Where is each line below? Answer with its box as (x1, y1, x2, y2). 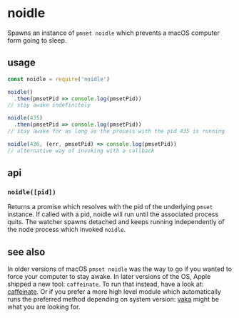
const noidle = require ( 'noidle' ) (7, 75, 111, 83)
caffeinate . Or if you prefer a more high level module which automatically (7, 287, 221, 296)
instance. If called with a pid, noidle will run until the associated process (7, 210, 219, 218)
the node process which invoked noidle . (7, 226, 126, 234)
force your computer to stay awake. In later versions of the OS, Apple (7, 272, 211, 281)
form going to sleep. (7, 36, 67, 44)
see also (7, 245, 46, 258)
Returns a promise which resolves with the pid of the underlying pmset (7, 203, 213, 211)
